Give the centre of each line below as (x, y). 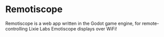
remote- (150, 23)
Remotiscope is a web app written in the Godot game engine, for (73, 23)
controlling (17, 28)
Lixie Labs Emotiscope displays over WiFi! (73, 28)
